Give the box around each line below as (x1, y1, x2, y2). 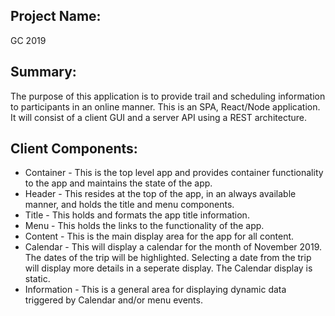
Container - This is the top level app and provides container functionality (24, 167, 324, 179)
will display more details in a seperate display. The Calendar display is (24, 262, 313, 274)
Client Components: (10, 140, 138, 158)
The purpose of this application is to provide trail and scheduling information (10, 90, 326, 102)
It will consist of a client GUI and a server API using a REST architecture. (10, 111, 307, 123)
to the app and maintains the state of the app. (24, 177, 213, 189)
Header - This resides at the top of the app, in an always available (24, 188, 297, 200)
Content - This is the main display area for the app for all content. (24, 230, 295, 243)
